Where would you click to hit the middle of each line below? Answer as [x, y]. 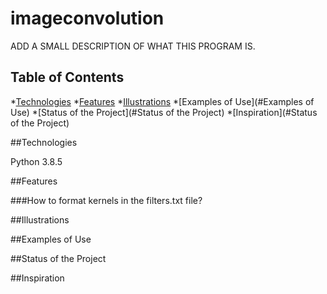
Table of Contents [67, 77]
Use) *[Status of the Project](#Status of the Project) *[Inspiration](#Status [164, 112]
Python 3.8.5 [36, 161]
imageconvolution [87, 18]
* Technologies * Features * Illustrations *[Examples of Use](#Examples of [162, 101]
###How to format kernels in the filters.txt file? [106, 200]
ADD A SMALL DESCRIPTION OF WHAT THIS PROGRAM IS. [133, 46]
